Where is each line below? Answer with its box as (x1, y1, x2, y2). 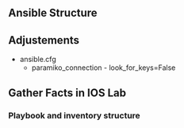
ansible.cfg (19, 55, 57, 64)
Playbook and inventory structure (8, 110, 140, 121)
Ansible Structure (8, 6, 98, 20)
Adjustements (8, 33, 80, 47)
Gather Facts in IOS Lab (8, 86, 127, 99)
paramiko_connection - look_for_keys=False (31, 63, 176, 72)
